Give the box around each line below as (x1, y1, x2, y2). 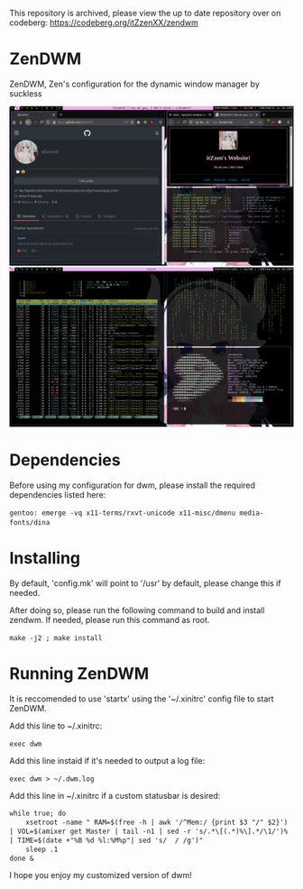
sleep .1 (25, 845, 59, 854)
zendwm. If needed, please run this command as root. (9, 614, 210, 625)
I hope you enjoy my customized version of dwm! (9, 869, 192, 880)
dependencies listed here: (9, 489, 106, 499)
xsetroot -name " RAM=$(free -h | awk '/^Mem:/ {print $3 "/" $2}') (25, 818, 289, 827)
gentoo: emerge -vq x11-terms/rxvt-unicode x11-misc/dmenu (9, 509, 236, 518)
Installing (9, 548, 81, 569)
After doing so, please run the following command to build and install (9, 604, 265, 616)
